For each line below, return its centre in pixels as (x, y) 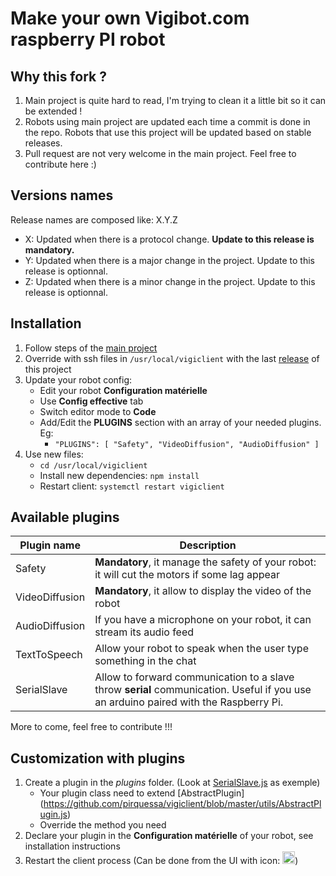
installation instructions (72, 846)
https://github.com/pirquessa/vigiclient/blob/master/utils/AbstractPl (182, 804)
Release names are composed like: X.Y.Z (94, 219)
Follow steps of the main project (91, 348)
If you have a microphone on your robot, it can (203, 620)
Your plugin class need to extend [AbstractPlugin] (142, 793)
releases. (43, 143)
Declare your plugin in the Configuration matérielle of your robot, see (169, 836)
